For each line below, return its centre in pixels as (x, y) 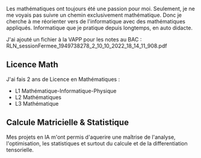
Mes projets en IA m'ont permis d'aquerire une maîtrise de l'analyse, (91, 137)
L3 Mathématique (37, 103)
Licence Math (32, 65)
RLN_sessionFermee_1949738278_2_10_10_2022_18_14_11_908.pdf (87, 46)
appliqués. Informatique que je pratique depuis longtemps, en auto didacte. (100, 28)
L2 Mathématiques (38, 97)
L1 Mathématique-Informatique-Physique (66, 91)
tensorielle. (20, 150)
